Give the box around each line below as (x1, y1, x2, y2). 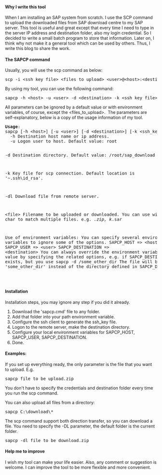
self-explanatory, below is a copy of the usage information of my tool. (5, 114, 143, 121)
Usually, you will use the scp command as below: (5, 67, 103, 73)
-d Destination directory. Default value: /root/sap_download (5, 153, 155, 158)
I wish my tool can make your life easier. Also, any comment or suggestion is (5, 459, 157, 465)
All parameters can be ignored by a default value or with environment (5, 104, 143, 110)
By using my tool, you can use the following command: (5, 86, 114, 92)
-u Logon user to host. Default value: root (10, 139, 117, 144)
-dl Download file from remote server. (5, 194, 99, 199)
